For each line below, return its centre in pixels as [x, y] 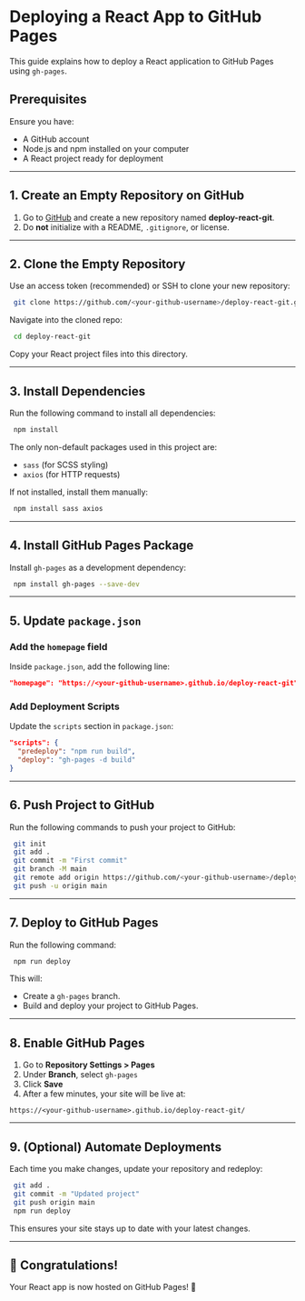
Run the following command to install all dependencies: [113, 413]
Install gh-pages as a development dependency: [98, 567]
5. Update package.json [75, 620]
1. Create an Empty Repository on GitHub [127, 196]
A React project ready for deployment [93, 158]
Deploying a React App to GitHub [136, 17]
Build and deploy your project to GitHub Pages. [110, 1006]
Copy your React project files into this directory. [98, 354]
